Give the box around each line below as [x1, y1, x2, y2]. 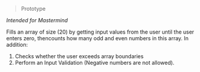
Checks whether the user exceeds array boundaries [14, 53, 144, 59]
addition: [6, 41, 28, 48]
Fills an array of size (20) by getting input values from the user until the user [6, 28, 195, 35]
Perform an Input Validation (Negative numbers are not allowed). [14, 59, 175, 66]
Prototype [20, 5, 46, 12]
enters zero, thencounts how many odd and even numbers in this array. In [6, 35, 189, 41]
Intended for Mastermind [6, 17, 68, 23]
